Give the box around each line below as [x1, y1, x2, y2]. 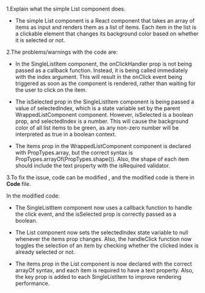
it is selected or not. [15, 37, 65, 43]
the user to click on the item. [15, 86, 87, 94]
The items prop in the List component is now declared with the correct [15, 260, 192, 267]
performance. [15, 280, 50, 287]
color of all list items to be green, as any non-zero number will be [15, 124, 179, 131]
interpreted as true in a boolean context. [15, 131, 117, 138]
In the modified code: [6, 192, 60, 199]
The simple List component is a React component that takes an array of [15, 17, 195, 24]
